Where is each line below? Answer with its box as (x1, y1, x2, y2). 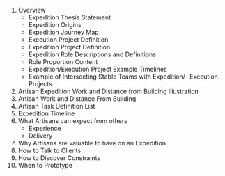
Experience (28, 125, 61, 132)
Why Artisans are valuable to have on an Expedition (17, 139, 166, 147)
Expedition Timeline (17, 109, 75, 118)
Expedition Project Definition (28, 43, 111, 51)
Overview (17, 6, 46, 14)
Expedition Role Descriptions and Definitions (28, 50, 156, 58)
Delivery (28, 131, 53, 140)
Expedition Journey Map (28, 28, 100, 36)
